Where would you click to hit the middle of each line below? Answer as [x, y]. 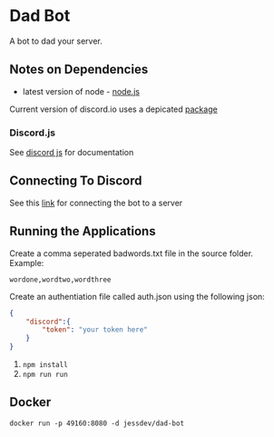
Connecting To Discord [76, 181]
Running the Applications [83, 231]
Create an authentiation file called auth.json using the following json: [137, 296]
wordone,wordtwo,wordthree [60, 279]
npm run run [45, 375]
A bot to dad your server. [56, 41]
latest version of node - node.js [81, 91]
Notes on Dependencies [79, 70]
